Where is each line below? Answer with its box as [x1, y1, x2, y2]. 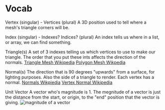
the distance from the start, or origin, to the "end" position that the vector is [5, 94, 160, 100]
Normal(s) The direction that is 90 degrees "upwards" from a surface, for [5, 69, 155, 74]
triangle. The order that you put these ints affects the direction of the [5, 54, 146, 60]
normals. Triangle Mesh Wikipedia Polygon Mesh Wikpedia [5, 59, 126, 65]
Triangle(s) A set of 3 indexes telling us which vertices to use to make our [5, 49, 156, 55]
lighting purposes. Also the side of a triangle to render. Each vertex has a [5, 74, 154, 80]
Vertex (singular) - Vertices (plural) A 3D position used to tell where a [5, 19, 147, 25]
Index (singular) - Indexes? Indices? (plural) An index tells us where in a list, [5, 34, 160, 40]
